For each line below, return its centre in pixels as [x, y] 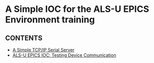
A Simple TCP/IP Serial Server [43, 50]
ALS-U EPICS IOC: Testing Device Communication [64, 55]
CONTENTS [24, 38]
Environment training [50, 20]
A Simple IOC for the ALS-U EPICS [77, 9]
